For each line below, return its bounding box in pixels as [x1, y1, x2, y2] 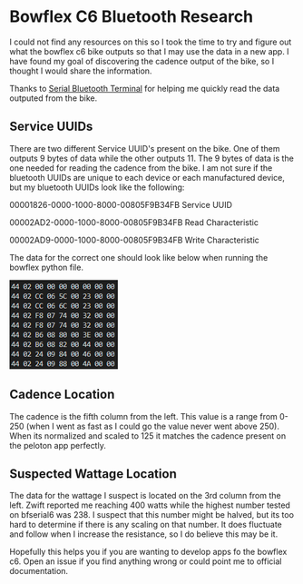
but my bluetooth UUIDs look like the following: [9, 182, 185, 193]
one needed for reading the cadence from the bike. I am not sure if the [9, 162, 273, 173]
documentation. [9, 566, 69, 577]
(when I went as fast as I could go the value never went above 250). [25, 421, 279, 431]
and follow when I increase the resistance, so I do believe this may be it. [9, 529, 279, 539]
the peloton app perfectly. [9, 440, 106, 450]
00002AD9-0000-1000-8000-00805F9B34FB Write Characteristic [9, 234, 260, 245]
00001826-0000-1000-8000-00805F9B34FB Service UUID [9, 199, 233, 210]
